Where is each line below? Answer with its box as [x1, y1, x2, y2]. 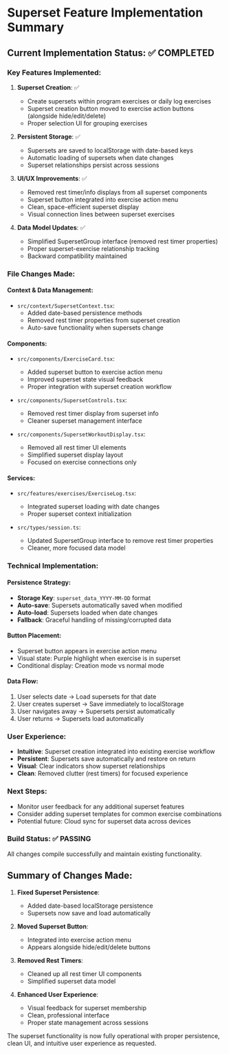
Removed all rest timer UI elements [27, 444, 127, 452]
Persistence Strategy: [7, 578, 71, 586]
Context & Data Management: [7, 286, 94, 295]
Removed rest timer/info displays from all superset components [27, 188, 208, 196]
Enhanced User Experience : [17, 990, 98, 998]
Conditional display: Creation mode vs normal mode [17, 661, 164, 670]
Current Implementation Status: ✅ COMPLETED [7, 47, 215, 59]
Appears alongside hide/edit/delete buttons [27, 943, 151, 951]
